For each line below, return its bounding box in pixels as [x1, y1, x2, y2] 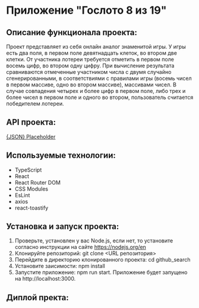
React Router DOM [14, 179, 61, 186]
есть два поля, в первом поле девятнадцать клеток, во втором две [6, 49, 177, 57]
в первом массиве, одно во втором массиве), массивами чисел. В [6, 81, 177, 88]
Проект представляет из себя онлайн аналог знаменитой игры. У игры [6, 43, 186, 50]
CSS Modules [14, 185, 49, 192]
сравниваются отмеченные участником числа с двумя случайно [6, 69, 172, 75]
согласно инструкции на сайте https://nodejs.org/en [14, 244, 147, 251]
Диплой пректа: [6, 293, 70, 303]
